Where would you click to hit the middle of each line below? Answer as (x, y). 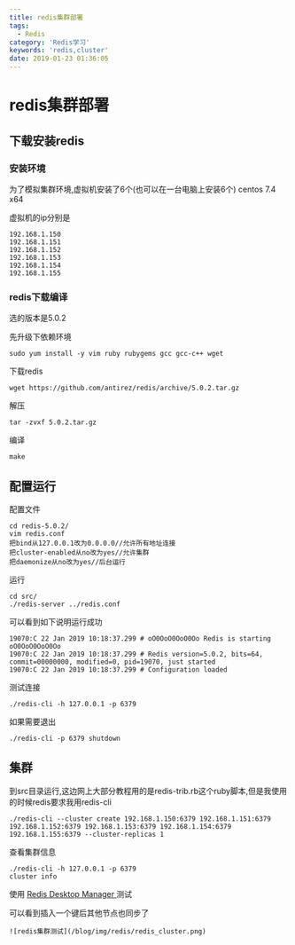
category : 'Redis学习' (50, 42)
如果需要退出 (32, 721)
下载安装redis (47, 141)
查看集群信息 (32, 852)
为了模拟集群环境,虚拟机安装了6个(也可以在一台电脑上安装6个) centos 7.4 (143, 189)
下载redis (26, 371)
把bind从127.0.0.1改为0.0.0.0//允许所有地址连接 (93, 543)
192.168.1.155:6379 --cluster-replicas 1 (87, 834)
